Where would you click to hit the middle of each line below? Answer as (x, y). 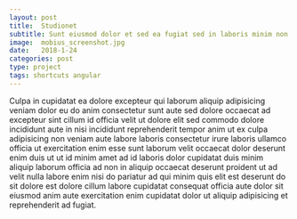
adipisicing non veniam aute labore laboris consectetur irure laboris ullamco (148, 138)
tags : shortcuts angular (55, 76)
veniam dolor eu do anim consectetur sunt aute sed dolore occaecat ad (140, 110)
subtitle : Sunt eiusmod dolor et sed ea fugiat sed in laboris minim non (149, 34)
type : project (36, 68)
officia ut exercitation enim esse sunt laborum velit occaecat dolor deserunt (148, 148)
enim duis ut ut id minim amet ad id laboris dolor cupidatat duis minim (136, 158)
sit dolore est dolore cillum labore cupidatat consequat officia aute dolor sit (147, 186)
